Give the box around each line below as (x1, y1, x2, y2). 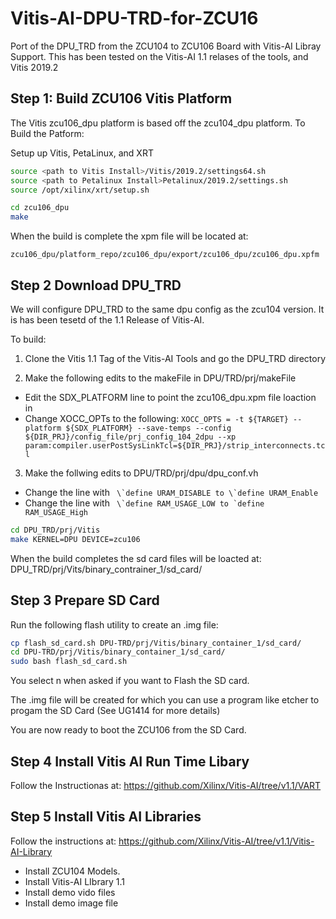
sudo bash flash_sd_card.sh (10, 657, 128, 667)
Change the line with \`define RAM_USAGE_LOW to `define (24, 497, 265, 509)
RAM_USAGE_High (24, 507, 89, 517)
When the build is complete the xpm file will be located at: (10, 230, 249, 242)
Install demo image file (24, 897, 119, 909)
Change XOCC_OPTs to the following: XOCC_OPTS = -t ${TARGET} (24, 412, 289, 424)
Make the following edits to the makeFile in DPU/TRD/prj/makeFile (24, 372, 297, 384)
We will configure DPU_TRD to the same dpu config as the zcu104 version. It (10, 303, 325, 315)
